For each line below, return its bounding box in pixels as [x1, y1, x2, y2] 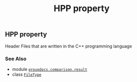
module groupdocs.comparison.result [12, 66, 87, 72]
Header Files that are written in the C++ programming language [5, 43, 132, 49]
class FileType [12, 71, 42, 77]
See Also [5, 55, 27, 62]
